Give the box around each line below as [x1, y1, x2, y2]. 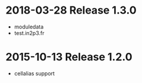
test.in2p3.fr [14, 29, 45, 36]
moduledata [14, 23, 44, 30]
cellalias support [14, 69, 55, 77]
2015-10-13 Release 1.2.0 [5, 50, 132, 64]
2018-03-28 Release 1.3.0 [5, 4, 137, 17]
